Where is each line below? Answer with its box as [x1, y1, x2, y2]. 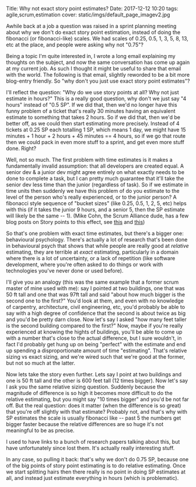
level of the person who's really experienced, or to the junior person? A [6, 193, 177, 200]
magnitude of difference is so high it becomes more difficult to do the [6, 390, 173, 396]
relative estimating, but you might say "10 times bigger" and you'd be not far [6, 396, 190, 403]
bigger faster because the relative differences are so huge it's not [6, 421, 164, 427]
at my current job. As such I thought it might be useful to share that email [6, 65, 181, 72]
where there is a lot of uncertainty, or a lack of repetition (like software [6, 255, 176, 261]
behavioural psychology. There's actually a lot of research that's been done [6, 236, 188, 243]
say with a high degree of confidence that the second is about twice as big [6, 310, 185, 316]
